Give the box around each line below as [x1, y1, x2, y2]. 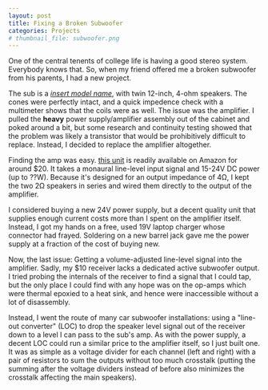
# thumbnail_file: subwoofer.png [8, 34, 120, 43]
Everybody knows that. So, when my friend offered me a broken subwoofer [8, 65, 257, 75]
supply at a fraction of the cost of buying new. [8, 239, 160, 249]
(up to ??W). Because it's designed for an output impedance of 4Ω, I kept [8, 173, 250, 182]
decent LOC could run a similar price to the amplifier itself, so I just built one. [8, 339, 261, 348]
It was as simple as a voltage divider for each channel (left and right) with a [8, 347, 256, 357]
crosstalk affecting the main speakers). [8, 372, 138, 382]
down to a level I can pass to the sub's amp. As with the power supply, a [8, 330, 246, 339]
